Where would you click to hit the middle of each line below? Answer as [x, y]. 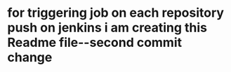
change [30, 58]
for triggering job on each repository [116, 13]
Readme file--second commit [95, 43]
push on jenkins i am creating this [107, 28]
